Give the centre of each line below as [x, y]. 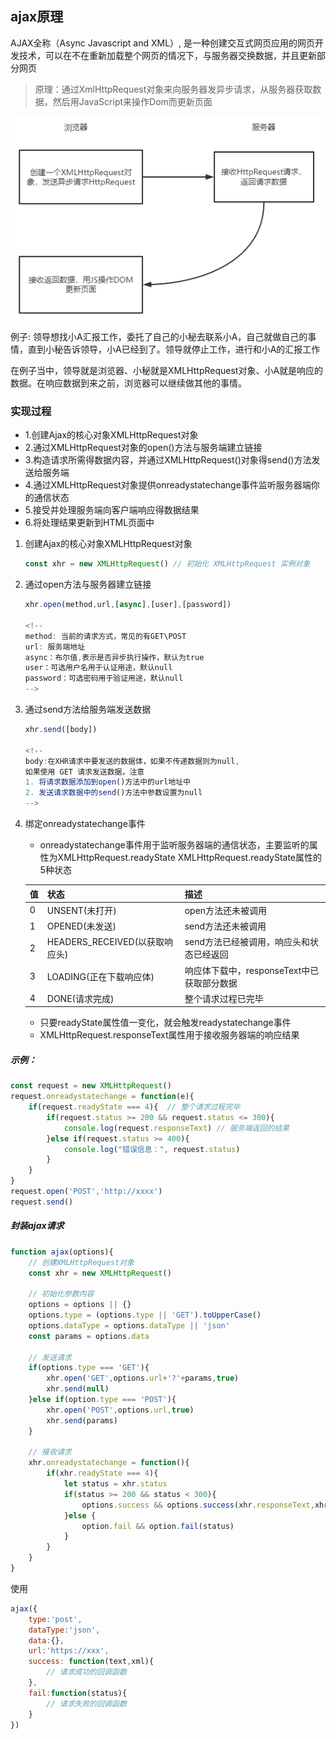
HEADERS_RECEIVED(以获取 [105, 942]
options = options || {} [80, 1305]
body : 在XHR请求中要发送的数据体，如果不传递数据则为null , [132, 761]
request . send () [42, 1202]
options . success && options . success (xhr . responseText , [198, 1505]
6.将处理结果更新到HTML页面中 [89, 523]
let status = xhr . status [115, 1484]
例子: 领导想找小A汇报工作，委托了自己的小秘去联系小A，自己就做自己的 [159, 337]
